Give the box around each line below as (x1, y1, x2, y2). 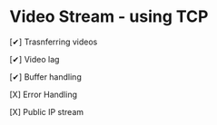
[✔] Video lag (9, 53, 60, 64)
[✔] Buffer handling (9, 71, 82, 82)
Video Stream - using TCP (9, 6, 209, 27)
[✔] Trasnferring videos (9, 36, 98, 47)
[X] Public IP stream (9, 106, 84, 117)
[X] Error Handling (9, 89, 77, 100)
